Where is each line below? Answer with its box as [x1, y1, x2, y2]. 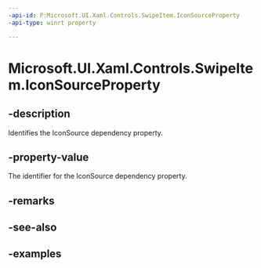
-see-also [8, 221, 57, 234]
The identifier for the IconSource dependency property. [8, 172, 187, 181]
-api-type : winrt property [8, 19, 96, 27]
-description [8, 107, 71, 121]
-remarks [8, 194, 55, 208]
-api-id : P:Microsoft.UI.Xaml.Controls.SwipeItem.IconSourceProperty [8, 11, 241, 20]
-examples [8, 248, 62, 261]
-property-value [8, 150, 89, 164]
